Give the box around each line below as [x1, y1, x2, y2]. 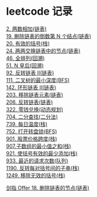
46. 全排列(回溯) [6, 55, 45, 62]
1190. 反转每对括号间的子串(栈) [6, 164, 80, 171]
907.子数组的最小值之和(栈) [6, 142, 71, 150]
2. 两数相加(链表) [6, 25, 47, 32]
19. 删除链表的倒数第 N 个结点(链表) [6, 32, 92, 39]
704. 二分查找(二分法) [6, 113, 58, 120]
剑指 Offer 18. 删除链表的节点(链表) [6, 184, 89, 191]
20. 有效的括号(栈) [6, 40, 50, 47]
